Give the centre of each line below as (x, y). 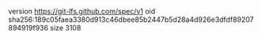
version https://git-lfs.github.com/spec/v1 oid (82, 11)
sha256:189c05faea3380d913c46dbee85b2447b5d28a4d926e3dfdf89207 (131, 19)
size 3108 (66, 28)
